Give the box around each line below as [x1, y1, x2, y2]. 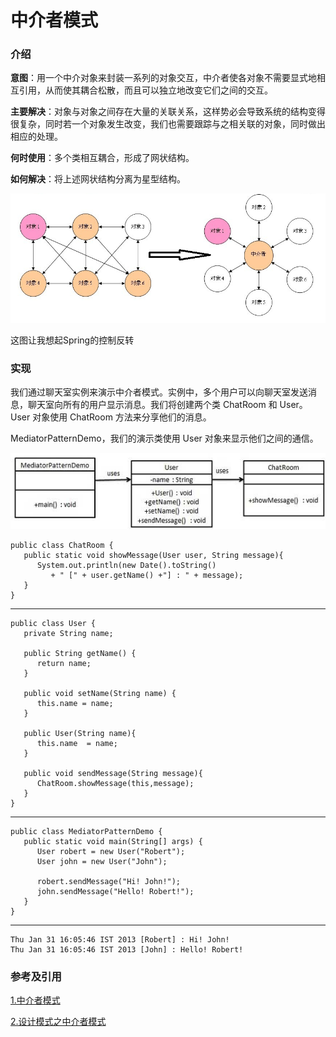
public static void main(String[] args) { [23, 836, 203, 846]
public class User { [10, 618, 97, 628]
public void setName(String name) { [23, 688, 177, 698]
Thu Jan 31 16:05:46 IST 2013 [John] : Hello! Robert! [10, 944, 244, 955]
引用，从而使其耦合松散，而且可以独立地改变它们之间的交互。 [18, 84, 273, 96]
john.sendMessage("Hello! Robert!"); [36, 886, 195, 896]
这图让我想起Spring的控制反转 [10, 334, 135, 346]
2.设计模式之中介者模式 [10, 1016, 107, 1028]
